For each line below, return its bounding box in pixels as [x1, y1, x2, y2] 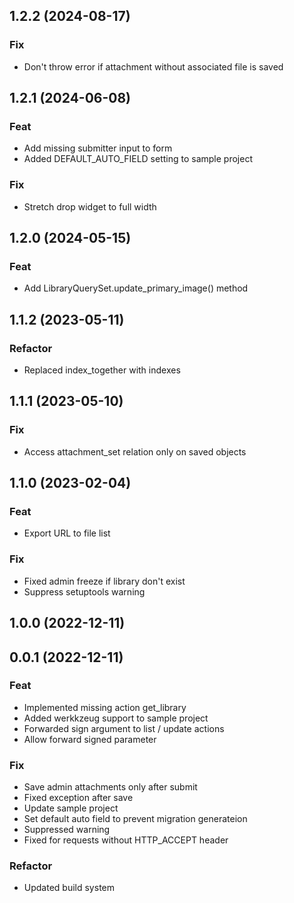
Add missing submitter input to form [23, 142, 173, 154]
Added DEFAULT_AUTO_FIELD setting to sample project [23, 153, 253, 165]
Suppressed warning [23, 824, 111, 836]
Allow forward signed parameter [23, 733, 157, 745]
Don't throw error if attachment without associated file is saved [23, 60, 284, 73]
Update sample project [23, 802, 119, 814]
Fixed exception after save [23, 792, 134, 804]
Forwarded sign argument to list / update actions [23, 722, 225, 734]
